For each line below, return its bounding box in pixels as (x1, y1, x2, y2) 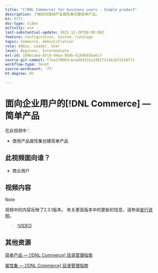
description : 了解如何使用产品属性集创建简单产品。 (5, 12, 100, 17)
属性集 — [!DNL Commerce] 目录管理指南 (5, 263, 89, 269)
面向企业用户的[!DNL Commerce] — (5, 98, 151, 109)
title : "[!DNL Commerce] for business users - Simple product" (5, 7, 137, 12)
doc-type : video (5, 21, 38, 26)
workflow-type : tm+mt (5, 62, 50, 67)
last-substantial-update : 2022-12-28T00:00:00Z (5, 30, 105, 35)
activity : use (5, 26, 34, 30)
